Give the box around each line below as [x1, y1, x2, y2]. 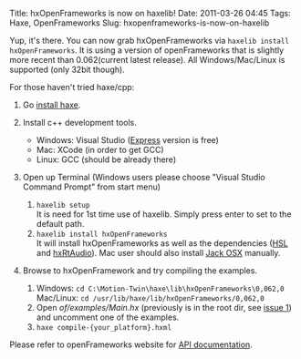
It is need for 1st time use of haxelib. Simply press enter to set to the [36, 209, 292, 220]
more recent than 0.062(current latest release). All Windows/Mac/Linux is [9, 55, 285, 65]
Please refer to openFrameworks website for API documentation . [9, 339, 253, 350]
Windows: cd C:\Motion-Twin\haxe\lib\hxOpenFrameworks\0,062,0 [36, 282, 285, 293]
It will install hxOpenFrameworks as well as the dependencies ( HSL [36, 238, 289, 249]
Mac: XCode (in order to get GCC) [36, 145, 164, 155]
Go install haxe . [22, 99, 81, 110]
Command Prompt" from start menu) [22, 181, 161, 192]
